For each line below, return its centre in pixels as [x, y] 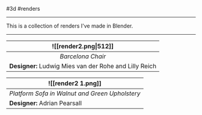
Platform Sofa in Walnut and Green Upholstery [75, 93]
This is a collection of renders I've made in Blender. [70, 26]
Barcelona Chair [83, 56]
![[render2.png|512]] [83, 46]
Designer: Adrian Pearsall [46, 103]
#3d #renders [23, 9]
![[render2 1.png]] [75, 83]
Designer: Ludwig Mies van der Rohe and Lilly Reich [83, 66]
